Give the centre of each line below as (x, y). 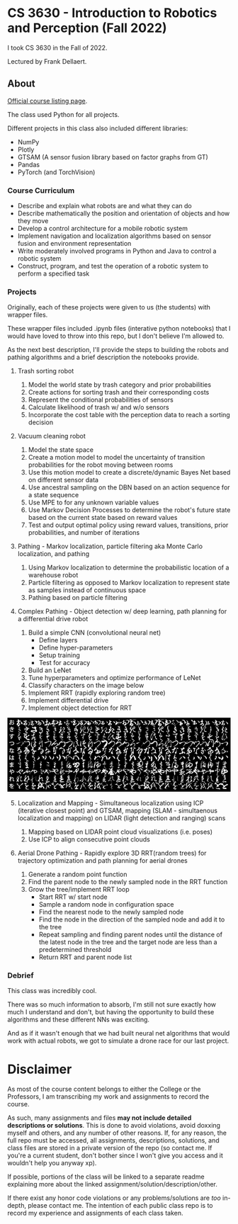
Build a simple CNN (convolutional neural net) (95, 633)
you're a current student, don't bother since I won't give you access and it (115, 1155)
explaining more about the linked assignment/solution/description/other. (112, 1184)
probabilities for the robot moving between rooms (101, 465)
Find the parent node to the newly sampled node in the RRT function (128, 882)
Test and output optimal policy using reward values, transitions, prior (128, 525)
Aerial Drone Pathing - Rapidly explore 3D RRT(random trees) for (112, 853)
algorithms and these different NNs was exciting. (79, 1020)
